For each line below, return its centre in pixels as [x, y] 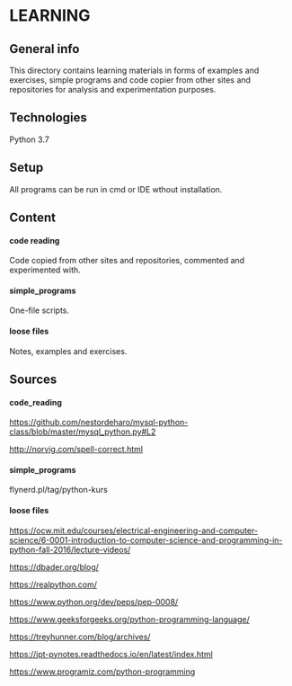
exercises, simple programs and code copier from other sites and [130, 80]
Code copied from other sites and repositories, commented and [127, 261]
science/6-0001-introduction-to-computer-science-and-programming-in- [146, 539]
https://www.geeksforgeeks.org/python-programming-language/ [129, 619]
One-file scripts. [40, 310]
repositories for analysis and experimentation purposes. [113, 89]
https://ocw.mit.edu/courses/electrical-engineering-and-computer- [134, 530]
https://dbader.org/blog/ [54, 566]
